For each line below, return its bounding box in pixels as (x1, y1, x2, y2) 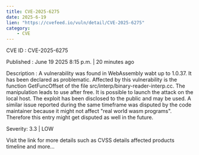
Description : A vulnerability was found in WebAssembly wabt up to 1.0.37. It (6, 70, 192, 77)
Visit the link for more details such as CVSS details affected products (6, 137, 175, 144)
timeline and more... (6, 143, 55, 150)
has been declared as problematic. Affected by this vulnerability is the (6, 76, 177, 83)
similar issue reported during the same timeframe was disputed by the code (6, 101, 192, 108)
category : (6, 25, 31, 31)
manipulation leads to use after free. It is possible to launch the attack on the (6, 89, 194, 96)
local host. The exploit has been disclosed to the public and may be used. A (6, 95, 191, 102)
